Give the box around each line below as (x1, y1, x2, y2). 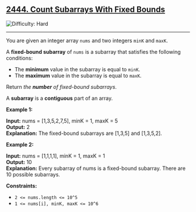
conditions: (6, 54, 33, 61)
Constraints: (6, 182, 37, 189)
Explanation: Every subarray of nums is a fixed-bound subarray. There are (6, 165, 185, 172)
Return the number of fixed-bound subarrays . (6, 83, 117, 90)
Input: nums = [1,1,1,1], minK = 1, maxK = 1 (6, 152, 105, 159)
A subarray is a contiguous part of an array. (6, 95, 113, 102)
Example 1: (6, 106, 33, 113)
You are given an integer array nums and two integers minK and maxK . (6, 37, 168, 44)
